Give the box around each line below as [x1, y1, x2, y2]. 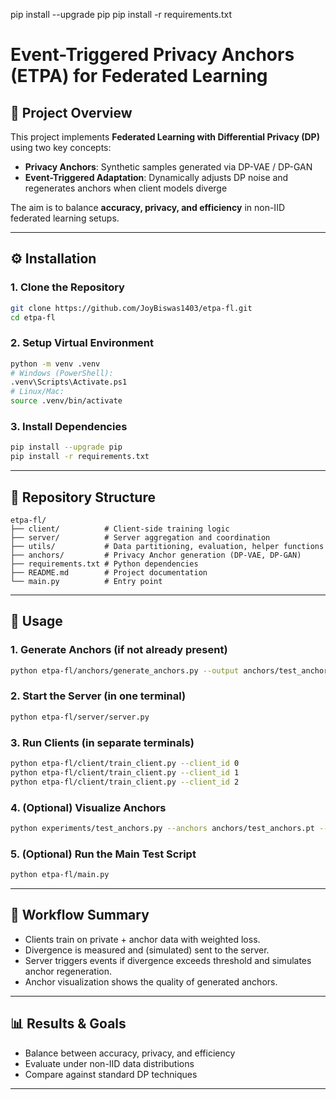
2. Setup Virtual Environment [10, 336, 154, 350]
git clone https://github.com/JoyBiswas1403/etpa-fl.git [10, 303, 253, 313]
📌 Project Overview [10, 104, 133, 121]
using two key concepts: [10, 142, 112, 153]
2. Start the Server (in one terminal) [10, 689, 187, 703]
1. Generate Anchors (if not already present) [10, 643, 228, 657]
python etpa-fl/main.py [10, 870, 110, 880]
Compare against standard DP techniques [24, 1068, 198, 1080]
